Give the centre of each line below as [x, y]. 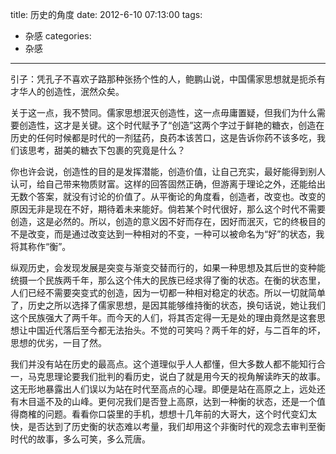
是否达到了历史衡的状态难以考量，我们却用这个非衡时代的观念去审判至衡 [176, 426]
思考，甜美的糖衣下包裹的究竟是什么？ [106, 150]
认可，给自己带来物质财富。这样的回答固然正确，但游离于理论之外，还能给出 [168, 184]
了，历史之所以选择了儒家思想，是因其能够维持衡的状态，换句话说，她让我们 [168, 305]
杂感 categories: [58, 36]
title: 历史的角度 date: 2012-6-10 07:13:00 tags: [106, 14]
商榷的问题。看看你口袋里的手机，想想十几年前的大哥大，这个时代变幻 [163, 414]
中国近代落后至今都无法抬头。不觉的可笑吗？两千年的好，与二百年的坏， [176, 330]
